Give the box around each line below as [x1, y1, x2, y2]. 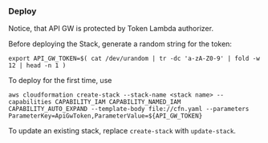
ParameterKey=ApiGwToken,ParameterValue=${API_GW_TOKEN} [8, 112, 203, 121]
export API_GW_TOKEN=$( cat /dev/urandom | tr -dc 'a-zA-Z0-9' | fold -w [8, 54, 261, 63]
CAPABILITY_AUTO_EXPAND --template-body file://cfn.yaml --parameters [8, 105, 250, 113]
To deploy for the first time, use [8, 76, 112, 85]
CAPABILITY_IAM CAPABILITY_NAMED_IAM [55, 98, 181, 106]
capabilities [8, 98, 52, 106]
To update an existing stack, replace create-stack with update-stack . [8, 126, 237, 136]
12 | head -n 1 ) [8, 62, 67, 70]
